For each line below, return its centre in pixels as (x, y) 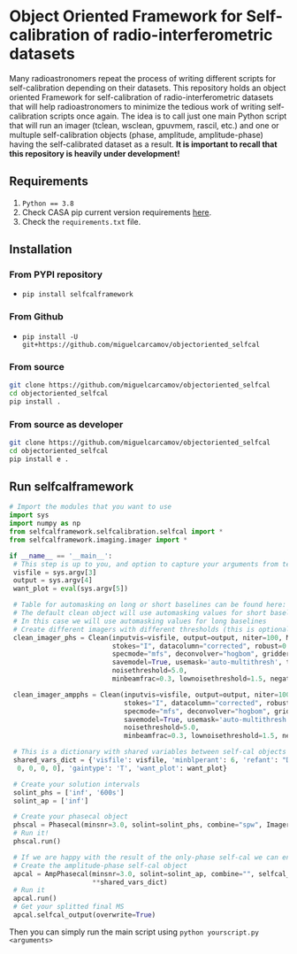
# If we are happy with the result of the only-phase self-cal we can (145, 857)
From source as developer (66, 424)
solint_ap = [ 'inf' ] (51, 801)
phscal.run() (37, 842)
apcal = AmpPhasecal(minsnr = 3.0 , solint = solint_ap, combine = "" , (133, 873)
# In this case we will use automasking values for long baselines (140, 621)
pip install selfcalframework (78, 295)
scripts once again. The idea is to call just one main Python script (168, 116)
